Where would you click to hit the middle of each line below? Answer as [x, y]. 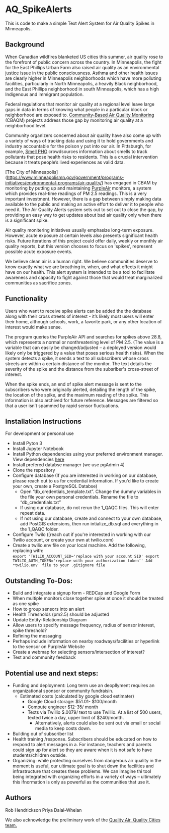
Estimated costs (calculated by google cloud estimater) [77, 696]
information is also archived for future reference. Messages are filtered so [82, 400]
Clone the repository [34, 470]
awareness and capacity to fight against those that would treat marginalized [84, 277]
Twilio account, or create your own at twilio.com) [63, 540]
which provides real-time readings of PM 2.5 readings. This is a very [76, 193]
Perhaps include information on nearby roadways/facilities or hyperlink [86, 641]
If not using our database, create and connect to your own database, [91, 518]
